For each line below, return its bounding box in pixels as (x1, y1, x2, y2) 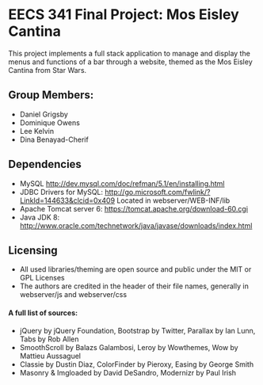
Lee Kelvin (19, 126, 54, 135)
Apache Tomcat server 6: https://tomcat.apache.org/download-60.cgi (19, 204, 248, 213)
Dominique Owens (19, 117, 81, 128)
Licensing (8, 243, 58, 257)
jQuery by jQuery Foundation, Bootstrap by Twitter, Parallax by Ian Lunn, (19, 326, 256, 335)
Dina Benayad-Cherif (19, 135, 89, 144)
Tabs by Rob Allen (19, 334, 79, 344)
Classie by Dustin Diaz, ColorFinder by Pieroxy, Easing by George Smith (19, 359, 254, 369)
